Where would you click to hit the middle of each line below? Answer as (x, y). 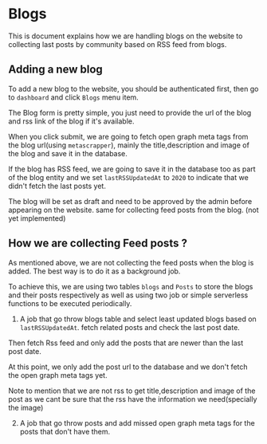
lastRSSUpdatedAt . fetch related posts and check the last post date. (130, 327)
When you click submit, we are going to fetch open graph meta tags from (128, 136)
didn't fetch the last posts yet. (57, 186)
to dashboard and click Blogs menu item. (74, 97)
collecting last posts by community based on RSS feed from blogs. (118, 44)
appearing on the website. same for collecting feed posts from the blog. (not (133, 210)
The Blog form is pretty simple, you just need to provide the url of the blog (130, 112)
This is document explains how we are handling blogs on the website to (126, 36)
